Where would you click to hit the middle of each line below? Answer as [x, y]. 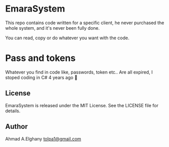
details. [13, 111]
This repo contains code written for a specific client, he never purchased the [85, 23]
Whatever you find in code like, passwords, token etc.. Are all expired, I [79, 72]
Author [16, 127]
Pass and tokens [40, 58]
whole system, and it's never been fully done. [52, 28]
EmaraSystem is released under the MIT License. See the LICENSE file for [82, 105]
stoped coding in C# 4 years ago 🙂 [41, 77]
